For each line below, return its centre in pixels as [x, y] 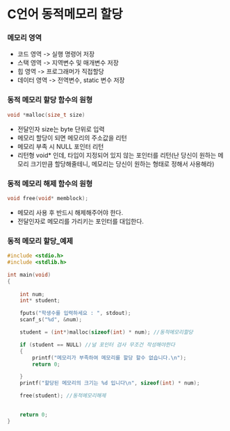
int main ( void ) [29, 275]
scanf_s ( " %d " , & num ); [51, 320]
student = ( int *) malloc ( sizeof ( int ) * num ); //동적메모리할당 [106, 332]
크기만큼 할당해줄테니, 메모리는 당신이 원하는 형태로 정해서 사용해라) [122, 163]
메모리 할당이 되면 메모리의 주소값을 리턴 [72, 138]
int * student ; [40, 301]
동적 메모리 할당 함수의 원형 [50, 100]
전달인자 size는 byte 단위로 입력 [61, 129]
